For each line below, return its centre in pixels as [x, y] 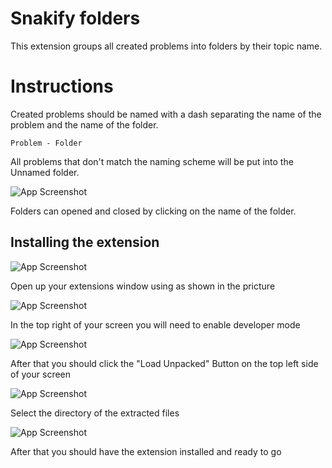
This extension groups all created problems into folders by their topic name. [166, 46]
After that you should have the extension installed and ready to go [146, 451]
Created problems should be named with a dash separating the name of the [166, 114]
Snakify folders [75, 18]
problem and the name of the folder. [84, 124]
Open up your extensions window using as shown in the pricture [143, 286]
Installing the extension [85, 242]
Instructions [62, 86]
